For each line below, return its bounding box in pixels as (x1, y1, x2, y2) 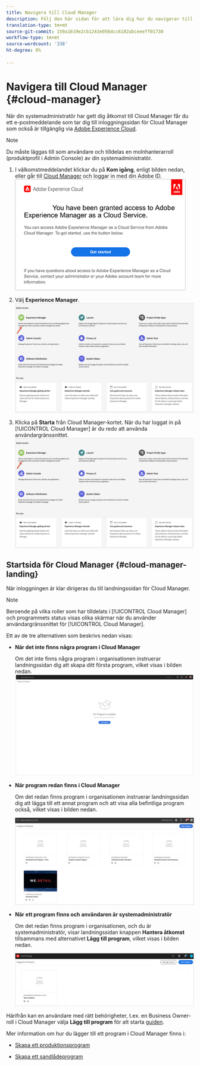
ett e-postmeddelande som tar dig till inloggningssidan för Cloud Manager (6, 119, 188, 126)
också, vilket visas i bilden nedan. (14, 806, 98, 813)
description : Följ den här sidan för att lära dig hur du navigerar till (6, 15, 193, 22)
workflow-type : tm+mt (6, 35, 60, 41)
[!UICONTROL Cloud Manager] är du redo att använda (14, 425, 148, 432)
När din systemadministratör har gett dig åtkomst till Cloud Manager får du (6, 112, 189, 119)
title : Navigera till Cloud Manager (6, 10, 97, 15)
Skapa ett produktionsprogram (14, 1042, 90, 1049)
